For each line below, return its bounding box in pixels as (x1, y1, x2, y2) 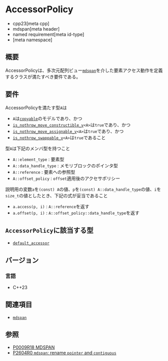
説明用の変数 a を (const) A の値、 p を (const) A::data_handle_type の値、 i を (5, 186, 161, 192)
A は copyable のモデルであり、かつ (12, 115, 82, 121)
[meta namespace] (12, 37, 52, 43)
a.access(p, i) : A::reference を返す (12, 203, 90, 210)
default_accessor (12, 241, 50, 246)
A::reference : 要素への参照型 (12, 169, 75, 175)
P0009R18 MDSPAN (12, 344, 55, 350)
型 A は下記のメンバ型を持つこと (5, 145, 70, 151)
